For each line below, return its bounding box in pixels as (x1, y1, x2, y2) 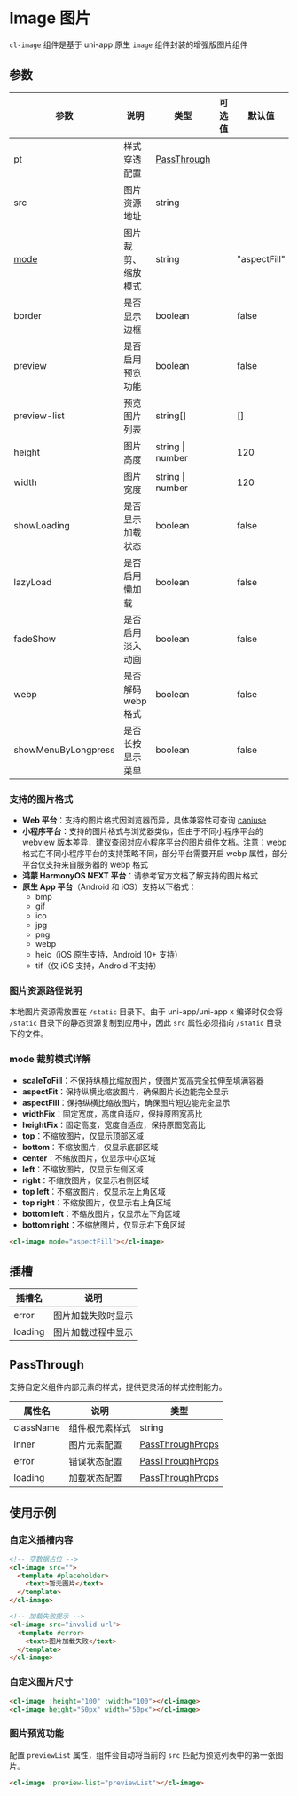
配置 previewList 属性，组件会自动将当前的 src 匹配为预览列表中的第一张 (9, 1749, 276, 1760)
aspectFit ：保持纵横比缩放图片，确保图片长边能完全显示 (21, 1085, 229, 1097)
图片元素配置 (68, 1439, 122, 1451)
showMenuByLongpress (13, 743, 115, 756)
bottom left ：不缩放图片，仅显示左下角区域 (21, 1208, 181, 1219)
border (13, 309, 43, 322)
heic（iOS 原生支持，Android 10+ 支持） (35, 950, 184, 960)
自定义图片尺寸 (9, 1676, 74, 1689)
